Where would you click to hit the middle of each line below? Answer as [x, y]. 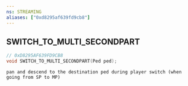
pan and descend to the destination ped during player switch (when [94, 72]
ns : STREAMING [24, 12]
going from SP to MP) [33, 78]
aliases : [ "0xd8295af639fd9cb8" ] [48, 17]
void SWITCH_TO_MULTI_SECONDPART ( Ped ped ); [62, 61]
